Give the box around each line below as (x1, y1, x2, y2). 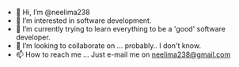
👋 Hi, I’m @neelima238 (15, 8, 90, 17)
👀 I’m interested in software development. (15, 16, 152, 25)
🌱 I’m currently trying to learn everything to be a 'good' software (15, 24, 226, 33)
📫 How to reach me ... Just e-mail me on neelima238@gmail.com (15, 50, 231, 59)
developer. (15, 32, 51, 42)
